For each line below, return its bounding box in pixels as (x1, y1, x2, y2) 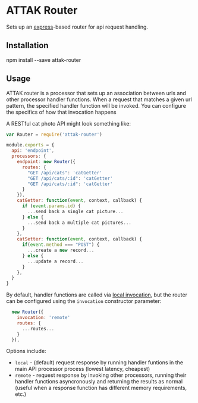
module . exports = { (6, 142, 55, 148)
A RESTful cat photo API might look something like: (6, 120, 131, 127)
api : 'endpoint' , (11, 148, 55, 154)
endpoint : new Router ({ (17, 159, 76, 165)
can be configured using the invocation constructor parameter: (6, 298, 162, 305)
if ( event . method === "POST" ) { (21, 242, 100, 248)
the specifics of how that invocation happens (6, 108, 117, 115)
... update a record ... (27, 258, 84, 264)
